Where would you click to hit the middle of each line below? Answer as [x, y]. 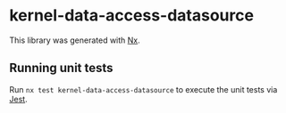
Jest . [19, 99]
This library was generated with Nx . [75, 40]
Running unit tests [61, 68]
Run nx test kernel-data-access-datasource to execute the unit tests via [143, 89]
